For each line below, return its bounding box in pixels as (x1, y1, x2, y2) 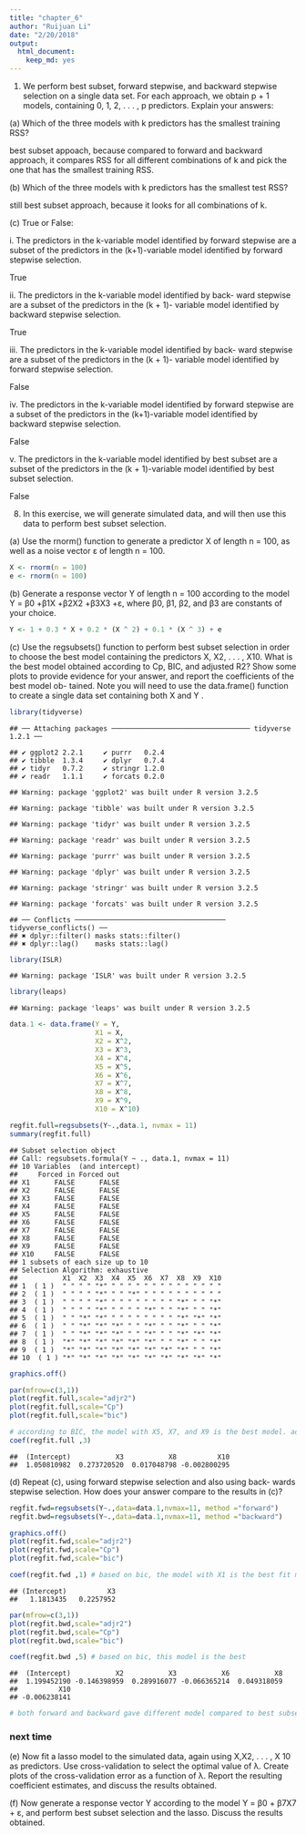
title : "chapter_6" (9, 13, 84, 23)
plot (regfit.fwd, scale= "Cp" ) (9, 1545, 120, 1554)
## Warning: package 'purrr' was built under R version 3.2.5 (9, 851, 250, 861)
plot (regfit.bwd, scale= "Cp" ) (9, 1627, 120, 1636)
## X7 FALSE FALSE (9, 1225, 120, 1235)
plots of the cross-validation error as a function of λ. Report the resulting (9, 1770, 282, 1781)
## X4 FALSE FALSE (9, 1202, 120, 1211)
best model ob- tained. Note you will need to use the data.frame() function (9, 680, 289, 691)
